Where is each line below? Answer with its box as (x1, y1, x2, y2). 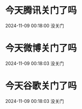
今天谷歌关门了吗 (5, 80, 77, 92)
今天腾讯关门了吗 (5, 5, 77, 16)
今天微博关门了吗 (5, 42, 77, 54)
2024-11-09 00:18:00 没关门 (5, 23, 65, 29)
